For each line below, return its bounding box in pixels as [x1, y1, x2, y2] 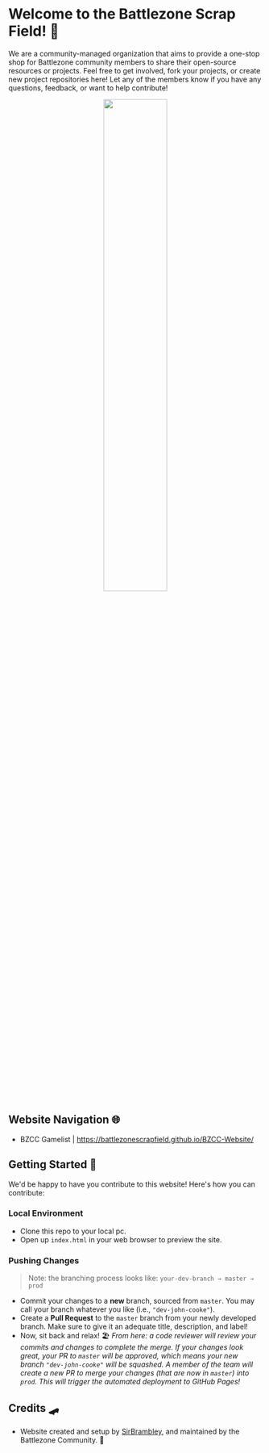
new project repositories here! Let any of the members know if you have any [8, 74, 262, 84]
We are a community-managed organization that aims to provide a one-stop [8, 48, 260, 58]
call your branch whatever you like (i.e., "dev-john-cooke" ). [19, 1304, 215, 1314]
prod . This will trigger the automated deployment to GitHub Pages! [19, 1377, 241, 1387]
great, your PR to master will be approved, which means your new [19, 1351, 238, 1361]
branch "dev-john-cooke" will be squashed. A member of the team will [19, 1359, 254, 1369]
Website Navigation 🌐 [8, 1113, 121, 1127]
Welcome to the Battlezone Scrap [8, 5, 236, 23]
